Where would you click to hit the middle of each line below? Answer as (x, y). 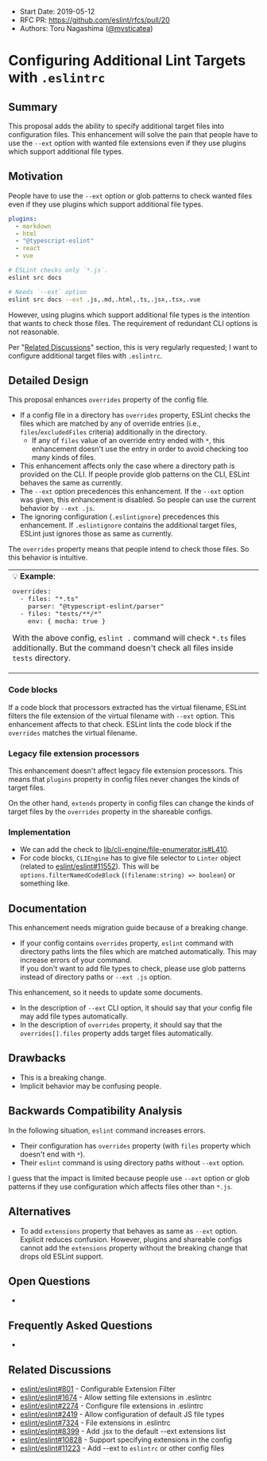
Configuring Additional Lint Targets (127, 61)
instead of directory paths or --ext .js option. (96, 977)
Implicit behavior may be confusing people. (90, 1086)
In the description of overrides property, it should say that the (121, 1025)
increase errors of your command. (76, 960)
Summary (33, 107)
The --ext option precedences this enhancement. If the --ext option (132, 491)
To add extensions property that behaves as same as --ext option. (129, 1231)
